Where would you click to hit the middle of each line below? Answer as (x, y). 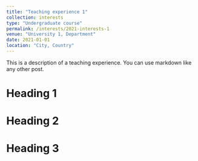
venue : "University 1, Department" (51, 34)
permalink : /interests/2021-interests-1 (58, 29)
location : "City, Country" (40, 46)
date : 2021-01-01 (28, 40)
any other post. (25, 69)
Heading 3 (33, 149)
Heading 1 (32, 93)
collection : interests (35, 17)
